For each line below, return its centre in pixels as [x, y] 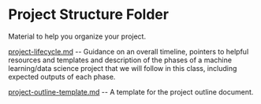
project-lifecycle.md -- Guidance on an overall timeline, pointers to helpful [129, 51]
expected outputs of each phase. [62, 76]
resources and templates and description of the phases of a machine [120, 60]
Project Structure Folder [89, 15]
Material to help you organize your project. [77, 36]
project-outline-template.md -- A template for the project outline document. [131, 91]
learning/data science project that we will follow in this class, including [123, 68]
